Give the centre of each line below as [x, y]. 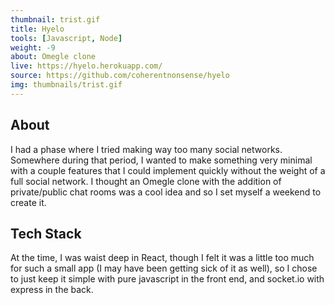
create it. [28, 202]
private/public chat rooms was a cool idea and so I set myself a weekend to [166, 192]
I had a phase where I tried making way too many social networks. [146, 149]
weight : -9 [33, 47]
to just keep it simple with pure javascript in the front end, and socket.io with [167, 279]
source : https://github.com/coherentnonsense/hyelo [120, 76]
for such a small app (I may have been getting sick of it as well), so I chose [164, 268]
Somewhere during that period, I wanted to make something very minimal [161, 160]
